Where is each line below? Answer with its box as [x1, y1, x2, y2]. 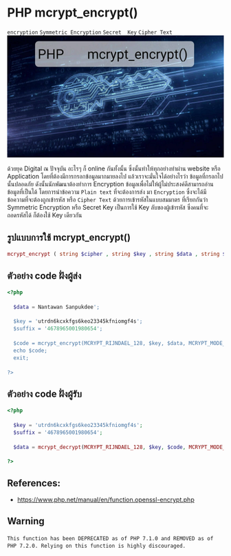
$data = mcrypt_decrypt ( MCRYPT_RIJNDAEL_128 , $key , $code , [13, 444, 186, 450]
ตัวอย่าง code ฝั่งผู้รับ [7, 388, 82, 399]
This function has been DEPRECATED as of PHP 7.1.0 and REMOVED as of [7, 535, 214, 542]
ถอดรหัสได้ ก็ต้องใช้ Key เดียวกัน [7, 211, 82, 219]
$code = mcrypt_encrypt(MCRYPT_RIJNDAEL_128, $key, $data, [13, 340, 186, 347]
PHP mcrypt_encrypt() [7, 5, 139, 21]
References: [7, 477, 60, 489]
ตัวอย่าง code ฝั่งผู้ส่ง [7, 270, 82, 281]
